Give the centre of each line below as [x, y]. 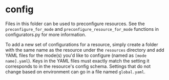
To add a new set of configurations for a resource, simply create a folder [82, 44]
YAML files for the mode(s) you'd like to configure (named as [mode [76, 55]
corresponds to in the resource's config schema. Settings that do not [78, 66]
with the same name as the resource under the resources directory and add [85, 50]
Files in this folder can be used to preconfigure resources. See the [75, 24]
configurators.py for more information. [46, 34]
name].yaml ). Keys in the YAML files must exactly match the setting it [77, 61]
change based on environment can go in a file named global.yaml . [76, 72]
